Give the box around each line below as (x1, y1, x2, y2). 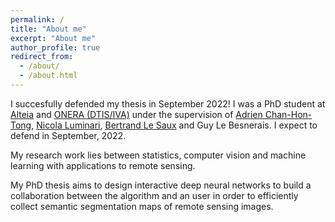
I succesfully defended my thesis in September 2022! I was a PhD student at (10, 97, 326, 110)
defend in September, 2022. (10, 129, 127, 141)
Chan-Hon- (264, 108, 313, 120)
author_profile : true (10, 42, 101, 53)
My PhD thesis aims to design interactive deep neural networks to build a (10, 179, 312, 191)
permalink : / (10, 14, 65, 25)
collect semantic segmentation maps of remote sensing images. (10, 200, 274, 212)
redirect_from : (10, 52, 74, 62)
